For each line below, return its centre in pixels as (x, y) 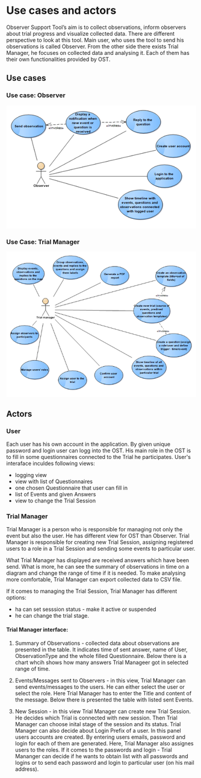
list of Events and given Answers (55, 495)
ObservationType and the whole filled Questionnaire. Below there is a (100, 656)
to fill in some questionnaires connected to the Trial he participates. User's (99, 457)
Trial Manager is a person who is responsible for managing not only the (94, 530)
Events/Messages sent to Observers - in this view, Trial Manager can (100, 680)
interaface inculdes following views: (51, 463)
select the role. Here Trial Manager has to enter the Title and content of (103, 693)
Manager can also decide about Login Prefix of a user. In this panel (98, 730)
